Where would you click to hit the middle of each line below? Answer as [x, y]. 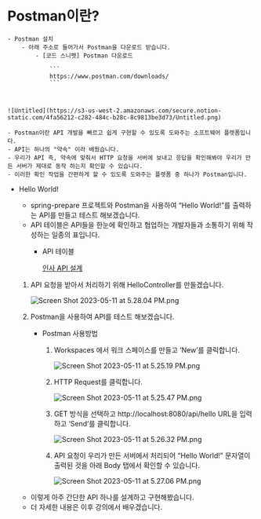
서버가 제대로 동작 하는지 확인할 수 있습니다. [80, 166]
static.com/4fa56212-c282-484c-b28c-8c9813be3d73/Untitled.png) [114, 117]
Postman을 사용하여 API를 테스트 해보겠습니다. [102, 316]
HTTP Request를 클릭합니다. [98, 382]
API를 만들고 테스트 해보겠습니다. [89, 215]
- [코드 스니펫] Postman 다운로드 [84, 56]
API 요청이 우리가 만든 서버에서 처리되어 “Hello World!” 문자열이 [152, 455]
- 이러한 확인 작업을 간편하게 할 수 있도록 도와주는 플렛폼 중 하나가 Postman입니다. [127, 174]
